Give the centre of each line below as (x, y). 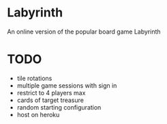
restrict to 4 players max (51, 92)
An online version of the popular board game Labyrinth (84, 32)
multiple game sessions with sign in (67, 85)
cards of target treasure (50, 100)
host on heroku (38, 114)
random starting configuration (59, 107)
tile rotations (34, 78)
